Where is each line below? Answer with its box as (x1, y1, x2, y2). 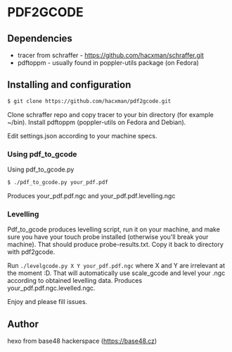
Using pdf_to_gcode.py (7, 165, 75, 174)
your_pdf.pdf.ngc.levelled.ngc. (7, 284, 96, 293)
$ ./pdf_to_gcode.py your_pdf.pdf (7, 178, 109, 186)
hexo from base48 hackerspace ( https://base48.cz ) (7, 336, 157, 345)
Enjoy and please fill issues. (7, 298, 88, 306)
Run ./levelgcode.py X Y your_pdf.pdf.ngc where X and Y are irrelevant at (7, 262, 226, 270)
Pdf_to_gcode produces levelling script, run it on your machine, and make (7, 225, 220, 233)
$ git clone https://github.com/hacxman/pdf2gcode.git (7, 97, 172, 104)
